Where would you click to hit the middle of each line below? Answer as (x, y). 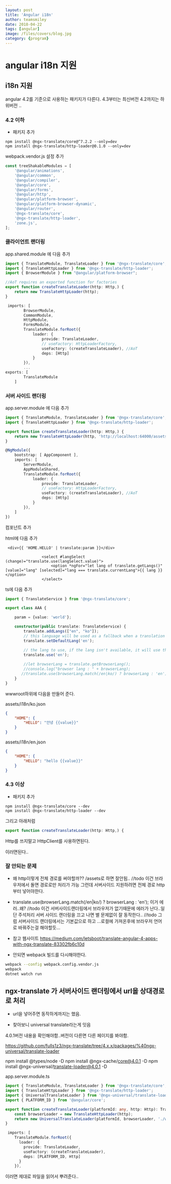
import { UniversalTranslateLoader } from (51, 1096)
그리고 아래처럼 (20, 821)
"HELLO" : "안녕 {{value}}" (51, 723)
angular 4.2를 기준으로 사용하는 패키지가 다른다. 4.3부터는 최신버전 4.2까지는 (82, 99)
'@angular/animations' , (40, 171)
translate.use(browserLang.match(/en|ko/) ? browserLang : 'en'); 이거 (85, 902)
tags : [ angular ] (22, 29)
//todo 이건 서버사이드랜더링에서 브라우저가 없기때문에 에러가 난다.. (94, 908)
